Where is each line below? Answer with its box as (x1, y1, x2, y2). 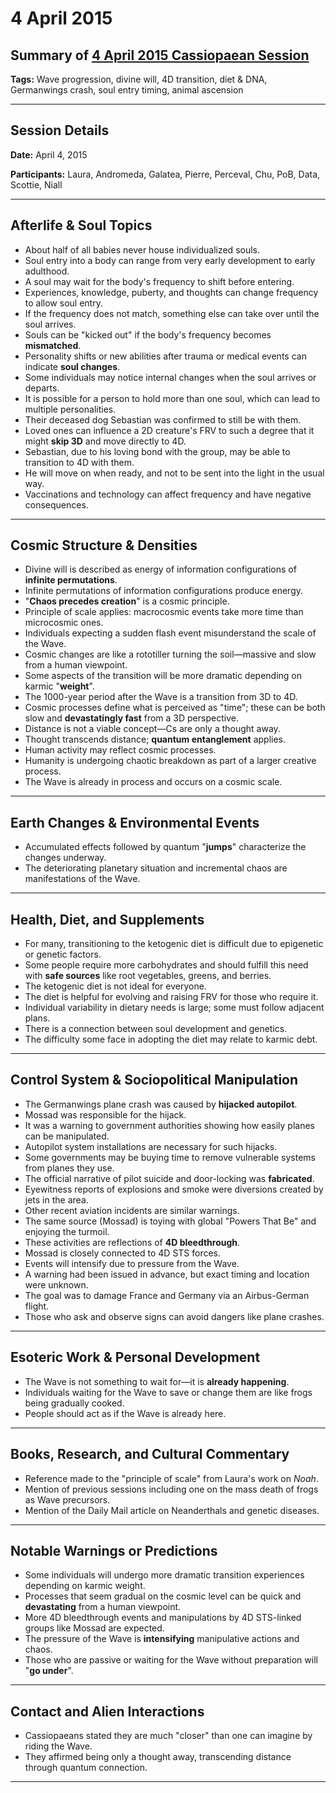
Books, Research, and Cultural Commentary (10, 1446, 290, 1463)
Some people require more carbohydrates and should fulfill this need (24, 959, 309, 971)
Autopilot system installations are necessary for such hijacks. (24, 1140, 278, 1152)
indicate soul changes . (24, 360, 121, 372)
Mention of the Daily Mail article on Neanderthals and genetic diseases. (24, 1504, 320, 1516)
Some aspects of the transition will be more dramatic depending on (24, 670, 303, 682)
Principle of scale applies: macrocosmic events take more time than (24, 606, 304, 618)
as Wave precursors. (24, 1493, 111, 1506)
